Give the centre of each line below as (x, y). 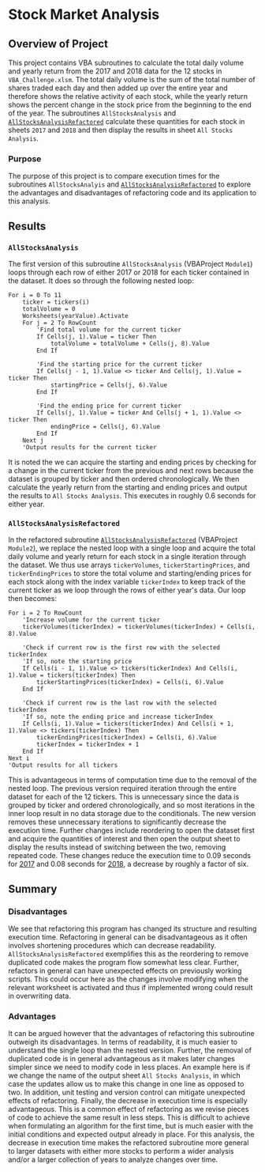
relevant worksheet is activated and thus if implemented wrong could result (131, 987)
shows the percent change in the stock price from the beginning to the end (130, 105)
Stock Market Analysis (84, 15)
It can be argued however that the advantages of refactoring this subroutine (131, 1034)
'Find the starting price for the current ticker (119, 364)
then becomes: (33, 599)
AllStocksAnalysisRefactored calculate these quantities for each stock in (127, 121)
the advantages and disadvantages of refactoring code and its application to (132, 193)
